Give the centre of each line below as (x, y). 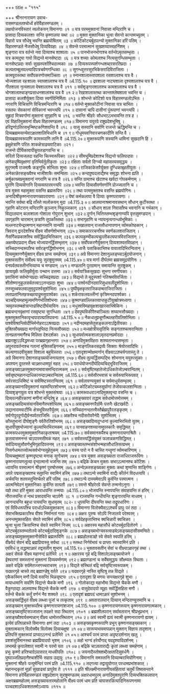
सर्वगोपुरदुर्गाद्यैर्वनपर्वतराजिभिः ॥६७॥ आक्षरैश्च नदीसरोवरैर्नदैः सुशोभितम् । (63, 415)
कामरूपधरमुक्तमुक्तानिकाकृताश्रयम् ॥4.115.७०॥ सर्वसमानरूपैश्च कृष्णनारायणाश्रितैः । (73, 433)
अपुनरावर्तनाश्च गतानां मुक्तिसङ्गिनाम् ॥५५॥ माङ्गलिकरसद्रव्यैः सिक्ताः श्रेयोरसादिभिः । (74, 346)
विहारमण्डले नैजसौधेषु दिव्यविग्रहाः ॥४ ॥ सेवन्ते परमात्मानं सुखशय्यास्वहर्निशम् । (67, 46)
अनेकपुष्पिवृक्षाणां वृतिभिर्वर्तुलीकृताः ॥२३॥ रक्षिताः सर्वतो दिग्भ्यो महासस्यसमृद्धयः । (69, 162)
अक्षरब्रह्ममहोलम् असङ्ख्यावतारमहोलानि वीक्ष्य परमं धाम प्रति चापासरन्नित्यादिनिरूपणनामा (73, 681)
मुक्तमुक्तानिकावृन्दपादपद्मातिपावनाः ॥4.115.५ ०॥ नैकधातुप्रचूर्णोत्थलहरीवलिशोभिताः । (73, 318)
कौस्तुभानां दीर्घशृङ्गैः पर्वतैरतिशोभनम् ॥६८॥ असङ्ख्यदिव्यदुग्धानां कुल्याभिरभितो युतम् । (75, 421)
